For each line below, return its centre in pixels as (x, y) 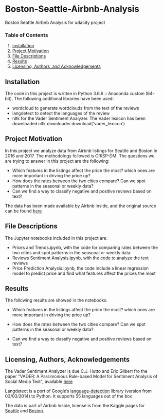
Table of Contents (27, 35)
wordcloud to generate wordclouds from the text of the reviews (76, 108)
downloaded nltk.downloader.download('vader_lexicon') (68, 124)
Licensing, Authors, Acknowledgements (67, 359)
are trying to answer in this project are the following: (57, 161)
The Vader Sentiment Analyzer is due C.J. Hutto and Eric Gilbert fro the (76, 371)
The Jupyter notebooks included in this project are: (56, 238)
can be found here (24, 211)
